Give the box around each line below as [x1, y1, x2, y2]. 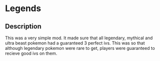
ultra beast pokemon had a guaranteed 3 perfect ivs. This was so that [5, 40, 145, 46]
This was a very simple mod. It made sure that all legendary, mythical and [5, 35, 153, 41]
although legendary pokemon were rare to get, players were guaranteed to [5, 46, 155, 51]
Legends [5, 3, 41, 14]
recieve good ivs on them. [5, 50, 58, 56]
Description [5, 22, 41, 30]
